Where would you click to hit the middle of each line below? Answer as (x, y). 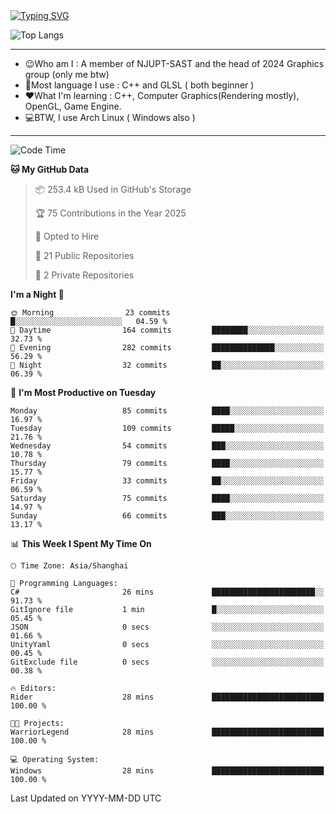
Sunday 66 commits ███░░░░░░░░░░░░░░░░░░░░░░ (167, 516)
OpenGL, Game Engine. (73, 106)
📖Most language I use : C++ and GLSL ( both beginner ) (139, 85)
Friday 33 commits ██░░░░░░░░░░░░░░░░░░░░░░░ (167, 481)
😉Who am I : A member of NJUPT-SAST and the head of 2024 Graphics (174, 63)
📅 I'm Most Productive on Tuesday (83, 392)
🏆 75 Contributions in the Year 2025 (110, 213)
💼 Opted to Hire (67, 236)
